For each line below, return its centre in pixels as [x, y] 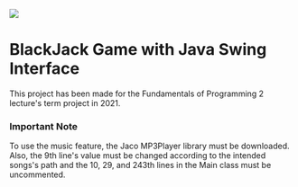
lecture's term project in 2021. [65, 102]
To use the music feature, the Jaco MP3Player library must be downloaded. [150, 146]
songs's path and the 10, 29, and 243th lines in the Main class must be [140, 165]
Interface [44, 69]
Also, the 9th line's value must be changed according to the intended [138, 156]
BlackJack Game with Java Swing [138, 50]
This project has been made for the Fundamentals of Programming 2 [137, 93]
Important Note [44, 126]
